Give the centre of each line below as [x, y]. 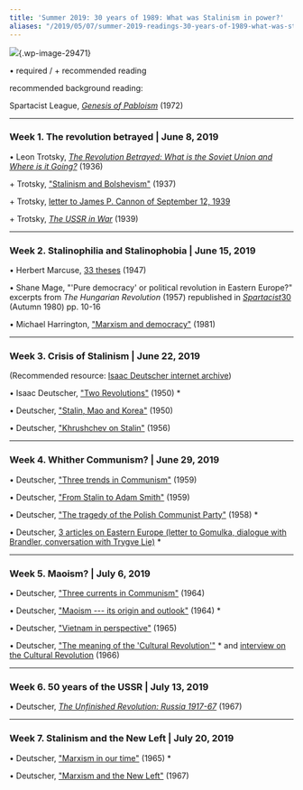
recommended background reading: [76, 87]
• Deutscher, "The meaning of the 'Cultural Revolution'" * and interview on [148, 645]
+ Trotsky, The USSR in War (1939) [74, 218]
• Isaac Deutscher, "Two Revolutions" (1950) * [95, 393]
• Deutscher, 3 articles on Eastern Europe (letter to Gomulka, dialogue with [148, 532]
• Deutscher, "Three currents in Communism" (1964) [107, 592]
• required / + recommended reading [78, 70]
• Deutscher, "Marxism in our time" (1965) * [90, 758]
